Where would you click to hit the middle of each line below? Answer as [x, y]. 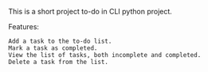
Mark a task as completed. [53, 48]
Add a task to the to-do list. [60, 41]
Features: [24, 27]
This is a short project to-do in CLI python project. [90, 11]
